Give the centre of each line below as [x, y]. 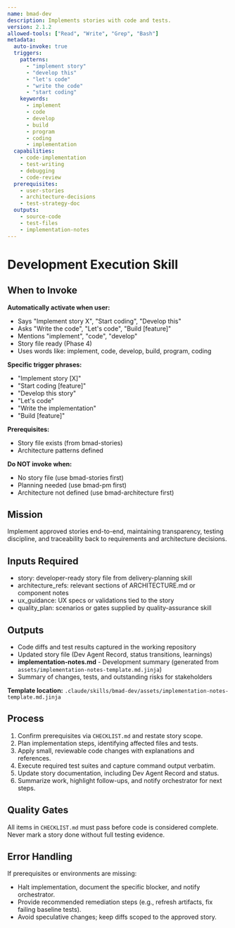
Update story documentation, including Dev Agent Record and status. [118, 773]
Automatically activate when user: [59, 307]
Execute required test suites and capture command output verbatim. [116, 765]
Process [26, 719]
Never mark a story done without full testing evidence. [86, 834]
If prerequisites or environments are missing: [72, 874]
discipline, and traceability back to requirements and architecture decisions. [117, 539]
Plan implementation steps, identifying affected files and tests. [108, 743]
